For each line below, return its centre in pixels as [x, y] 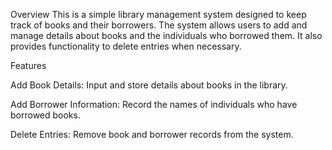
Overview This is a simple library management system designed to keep [158, 14]
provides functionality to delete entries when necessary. [126, 46]
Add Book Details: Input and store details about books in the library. [149, 85]
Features [28, 65]
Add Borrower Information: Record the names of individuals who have [154, 104]
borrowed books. [45, 115]
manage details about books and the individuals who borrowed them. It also [166, 35]
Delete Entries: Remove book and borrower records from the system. [152, 134]
